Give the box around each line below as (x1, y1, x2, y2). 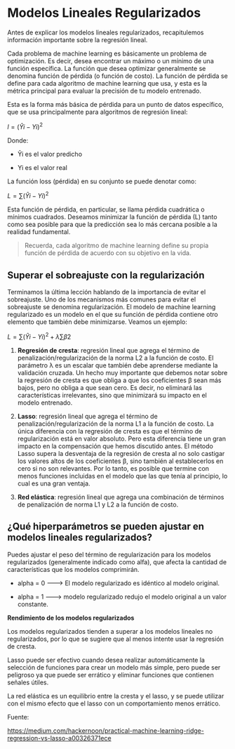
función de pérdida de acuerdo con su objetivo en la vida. (24, 249, 192, 257)
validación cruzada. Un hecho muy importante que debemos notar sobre (17, 368, 228, 377)
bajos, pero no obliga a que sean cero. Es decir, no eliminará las (17, 383, 202, 391)
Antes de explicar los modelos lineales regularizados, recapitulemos (7, 28, 204, 37)
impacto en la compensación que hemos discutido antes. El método (17, 441, 214, 450)
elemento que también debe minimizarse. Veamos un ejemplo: (7, 318, 187, 326)
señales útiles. (7, 678, 49, 686)
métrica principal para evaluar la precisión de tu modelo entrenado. (7, 86, 202, 95)
